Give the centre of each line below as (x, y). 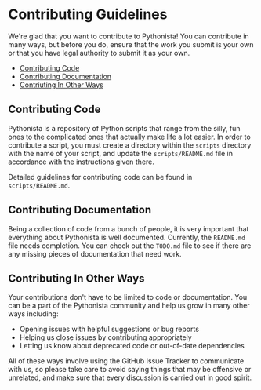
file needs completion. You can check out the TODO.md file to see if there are (130, 246)
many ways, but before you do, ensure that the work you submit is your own (131, 44)
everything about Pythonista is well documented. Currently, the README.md (127, 237)
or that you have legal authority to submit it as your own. (99, 53)
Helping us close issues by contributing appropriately (105, 337)
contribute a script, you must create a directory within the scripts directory (130, 145)
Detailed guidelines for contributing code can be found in (100, 177)
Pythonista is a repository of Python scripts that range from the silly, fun (124, 128)
